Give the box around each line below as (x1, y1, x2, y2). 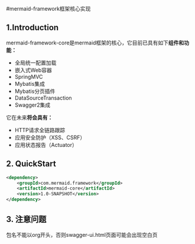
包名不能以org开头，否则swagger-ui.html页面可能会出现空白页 (6, 231, 158, 238)
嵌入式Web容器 (14, 66, 52, 73)
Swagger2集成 (14, 101, 51, 108)
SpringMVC (14, 73, 43, 80)
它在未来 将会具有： (6, 114, 53, 121)
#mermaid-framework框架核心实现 (6, 5, 91, 12)
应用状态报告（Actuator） (14, 141, 78, 148)
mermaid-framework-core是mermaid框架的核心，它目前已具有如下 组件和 (6, 39, 184, 46)
